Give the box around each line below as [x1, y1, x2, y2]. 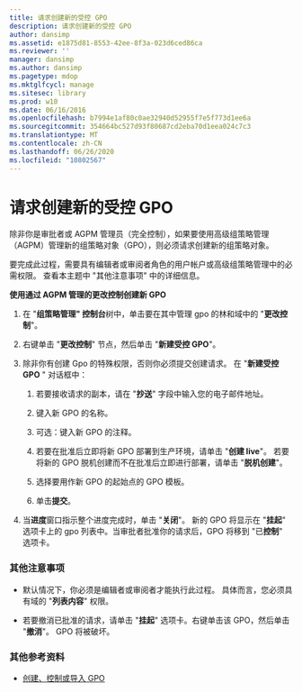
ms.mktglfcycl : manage [9, 80, 94, 89]
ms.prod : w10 [9, 96, 58, 106]
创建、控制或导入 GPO [22, 673, 105, 684]
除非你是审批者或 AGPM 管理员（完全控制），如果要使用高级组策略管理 [9, 229, 270, 240]
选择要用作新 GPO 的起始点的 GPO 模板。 [35, 477, 190, 487]
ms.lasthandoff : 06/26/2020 [9, 147, 115, 156]
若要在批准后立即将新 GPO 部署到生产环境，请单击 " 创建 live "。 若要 [35, 446, 289, 457]
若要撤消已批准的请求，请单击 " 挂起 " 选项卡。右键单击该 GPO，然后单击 [22, 615, 290, 625]
